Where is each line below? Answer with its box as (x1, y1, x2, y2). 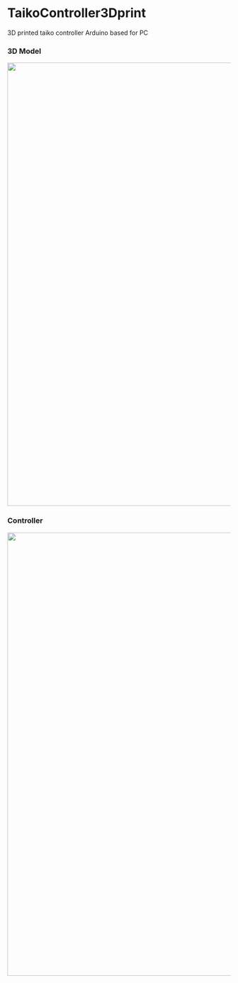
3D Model (7, 46, 42, 56)
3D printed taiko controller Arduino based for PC (7, 28, 149, 37)
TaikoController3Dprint (7, 5, 147, 21)
